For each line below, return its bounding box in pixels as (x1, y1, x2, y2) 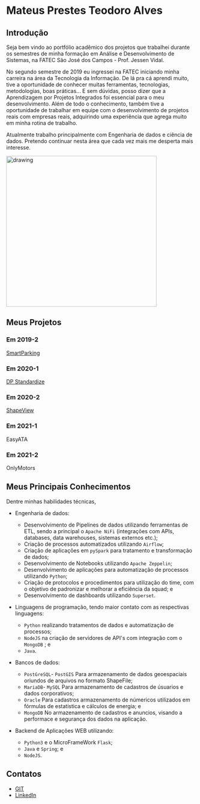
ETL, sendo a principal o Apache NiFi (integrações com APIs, (23, 527, 174, 534)
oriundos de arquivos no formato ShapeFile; (23, 677, 133, 684)
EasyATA (6, 435, 28, 443)
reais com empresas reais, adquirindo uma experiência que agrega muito (6, 113, 187, 120)
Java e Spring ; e (23, 745, 64, 752)
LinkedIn (14, 791, 37, 799)
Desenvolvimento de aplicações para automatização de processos (23, 566, 189, 573)
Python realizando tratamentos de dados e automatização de (23, 621, 174, 628)
